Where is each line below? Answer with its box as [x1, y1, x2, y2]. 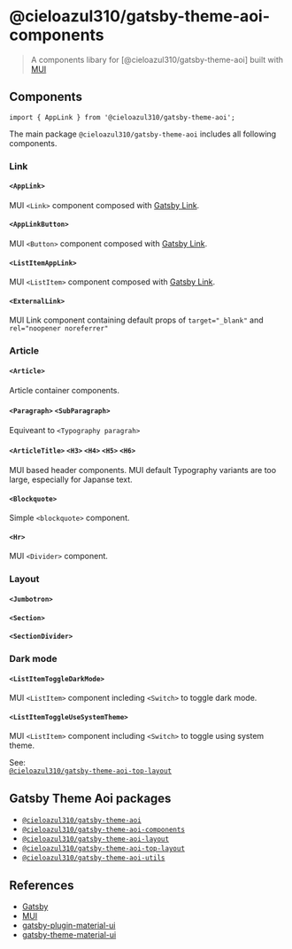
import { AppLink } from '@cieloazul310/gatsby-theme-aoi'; [9, 113, 236, 121]
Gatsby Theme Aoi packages [9, 790, 172, 805]
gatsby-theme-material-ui [21, 930, 117, 940]
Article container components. [9, 385, 120, 395]
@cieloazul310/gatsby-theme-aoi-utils [21, 853, 165, 863]
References [9, 877, 74, 892]
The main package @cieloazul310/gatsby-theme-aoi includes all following [9, 128, 277, 139]
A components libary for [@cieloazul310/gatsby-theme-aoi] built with [30, 54, 284, 65]
